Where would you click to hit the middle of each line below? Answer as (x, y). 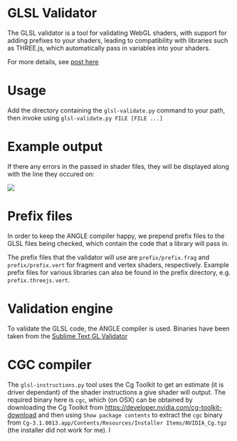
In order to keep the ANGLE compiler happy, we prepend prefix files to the (116, 236)
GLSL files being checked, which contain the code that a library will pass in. (118, 243)
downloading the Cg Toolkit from (56, 407)
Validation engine (60, 308)
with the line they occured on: (51, 174)
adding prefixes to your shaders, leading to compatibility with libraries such (118, 40)
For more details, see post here (53, 61)
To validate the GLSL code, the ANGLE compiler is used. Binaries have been (118, 328)
